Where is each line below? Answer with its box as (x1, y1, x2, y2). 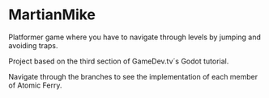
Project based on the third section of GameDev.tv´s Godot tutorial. (8, 56, 229, 66)
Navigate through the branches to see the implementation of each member (8, 71, 258, 81)
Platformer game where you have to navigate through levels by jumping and (8, 32, 261, 42)
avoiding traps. (8, 40, 58, 50)
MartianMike (8, 6, 96, 24)
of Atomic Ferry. (8, 80, 62, 90)
